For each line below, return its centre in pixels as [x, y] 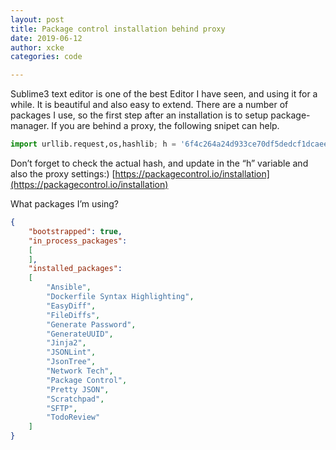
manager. [30, 126]
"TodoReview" [73, 417]
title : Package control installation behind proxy [118, 29]
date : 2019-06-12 [46, 38]
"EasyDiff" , [71, 306]
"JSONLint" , [71, 352]
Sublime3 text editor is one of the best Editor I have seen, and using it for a [164, 94]
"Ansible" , [69, 287]
